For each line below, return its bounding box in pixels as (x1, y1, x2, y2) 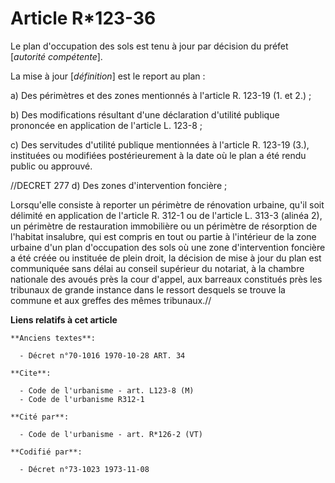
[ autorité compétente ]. (10, 50, 103, 62)
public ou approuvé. (10, 160, 93, 172)
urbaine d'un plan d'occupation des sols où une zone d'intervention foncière (10, 241, 326, 253)
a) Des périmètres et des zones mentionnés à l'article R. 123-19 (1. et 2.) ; (10, 89, 312, 101)
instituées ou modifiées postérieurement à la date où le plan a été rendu (10, 149, 307, 161)
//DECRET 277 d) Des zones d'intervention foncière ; (10, 179, 228, 191)
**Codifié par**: (10, 447, 83, 457)
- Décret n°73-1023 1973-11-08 (19, 464, 150, 474)
